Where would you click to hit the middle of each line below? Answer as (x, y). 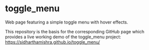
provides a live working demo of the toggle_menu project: (63, 37)
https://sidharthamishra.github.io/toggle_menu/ (53, 42)
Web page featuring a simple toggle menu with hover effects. (67, 22)
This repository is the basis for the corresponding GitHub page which (75, 31)
